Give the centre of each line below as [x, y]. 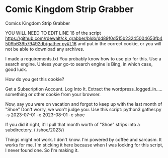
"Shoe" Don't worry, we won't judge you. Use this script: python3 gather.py [83, 109]
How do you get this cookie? [35, 79]
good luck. [16, 69]
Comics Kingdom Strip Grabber [38, 23]
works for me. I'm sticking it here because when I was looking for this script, [84, 145]
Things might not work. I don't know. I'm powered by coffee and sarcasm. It [83, 139]
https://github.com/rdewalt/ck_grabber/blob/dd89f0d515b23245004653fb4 [84, 38]
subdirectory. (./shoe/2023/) [35, 130]
